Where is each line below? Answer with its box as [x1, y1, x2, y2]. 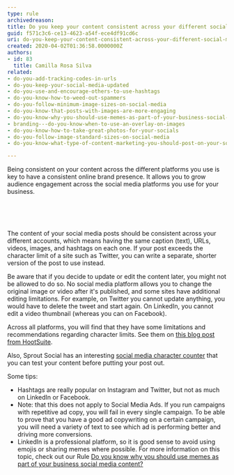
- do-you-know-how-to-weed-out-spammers [7, 95, 127, 102]
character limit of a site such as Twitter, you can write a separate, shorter [7, 252, 217, 260]
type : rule [7, 10, 39, 17]
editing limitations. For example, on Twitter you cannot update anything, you [7, 294, 225, 303]
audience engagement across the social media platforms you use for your [7, 180, 219, 188]
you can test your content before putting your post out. [7, 359, 165, 367]
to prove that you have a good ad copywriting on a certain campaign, [17, 416, 216, 424]
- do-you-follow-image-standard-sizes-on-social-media [7, 133, 170, 140]
